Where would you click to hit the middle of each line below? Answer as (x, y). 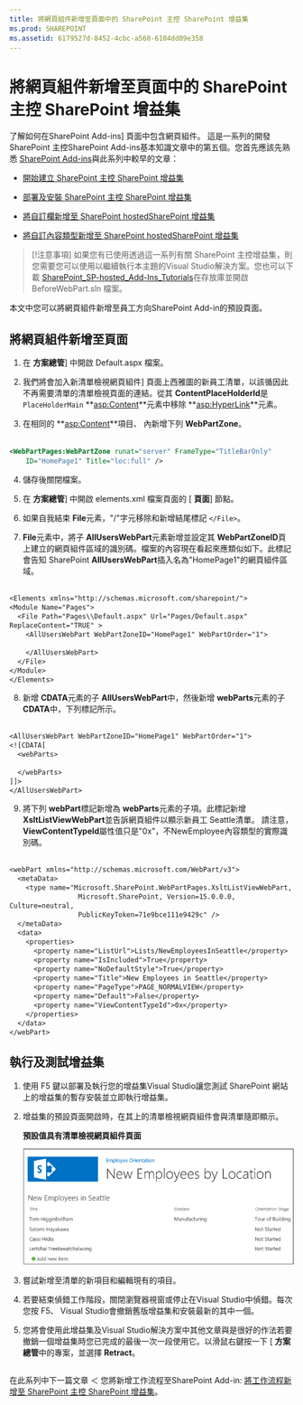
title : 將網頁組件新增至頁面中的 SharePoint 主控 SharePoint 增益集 (129, 19)
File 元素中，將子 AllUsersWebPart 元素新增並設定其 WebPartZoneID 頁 (154, 537)
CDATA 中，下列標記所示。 (72, 709)
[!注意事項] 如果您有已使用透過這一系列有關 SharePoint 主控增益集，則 (162, 255)
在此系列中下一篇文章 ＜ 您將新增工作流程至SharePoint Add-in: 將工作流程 (147, 1381)
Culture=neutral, (42, 905)
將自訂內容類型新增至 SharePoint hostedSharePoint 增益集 (130, 236)
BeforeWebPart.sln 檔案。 (79, 288)
